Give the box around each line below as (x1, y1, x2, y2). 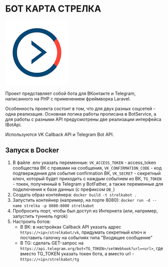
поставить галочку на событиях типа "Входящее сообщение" (20, 234, 153, 240)
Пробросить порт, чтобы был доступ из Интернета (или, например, (12, 207, 158, 213)
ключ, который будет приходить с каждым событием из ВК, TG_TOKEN (12, 175, 162, 182)
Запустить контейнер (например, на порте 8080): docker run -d (12, 197, 150, 203)
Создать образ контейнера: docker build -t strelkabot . (12, 191, 137, 197)
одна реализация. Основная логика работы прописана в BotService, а (5, 111, 156, 117)
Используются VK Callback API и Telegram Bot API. (5, 131, 115, 137)
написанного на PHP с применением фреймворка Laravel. (5, 95, 131, 101)
